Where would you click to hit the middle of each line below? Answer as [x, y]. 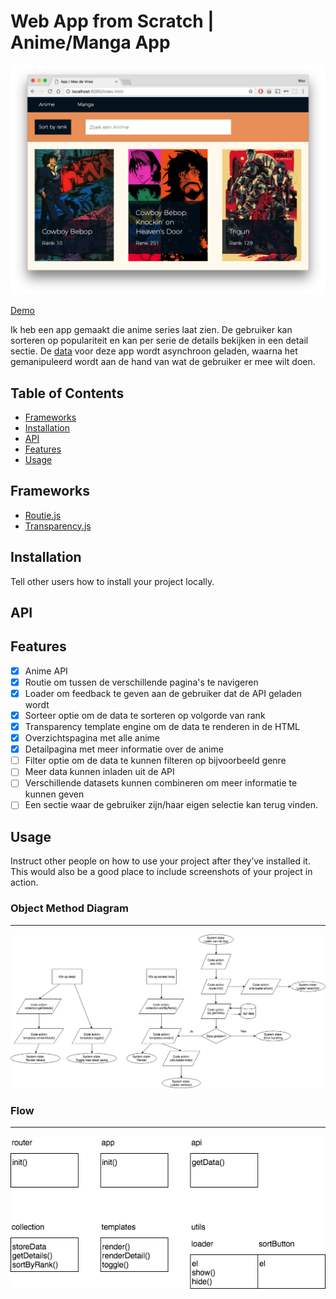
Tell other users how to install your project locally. [112, 581]
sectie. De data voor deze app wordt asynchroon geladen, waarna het [154, 351]
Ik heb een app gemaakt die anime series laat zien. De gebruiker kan [151, 330]
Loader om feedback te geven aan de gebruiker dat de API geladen [163, 693]
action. [24, 882]
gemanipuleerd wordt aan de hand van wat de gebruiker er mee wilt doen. [163, 362]
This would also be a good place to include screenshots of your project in [161, 872]
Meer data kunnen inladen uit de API [99, 772]
